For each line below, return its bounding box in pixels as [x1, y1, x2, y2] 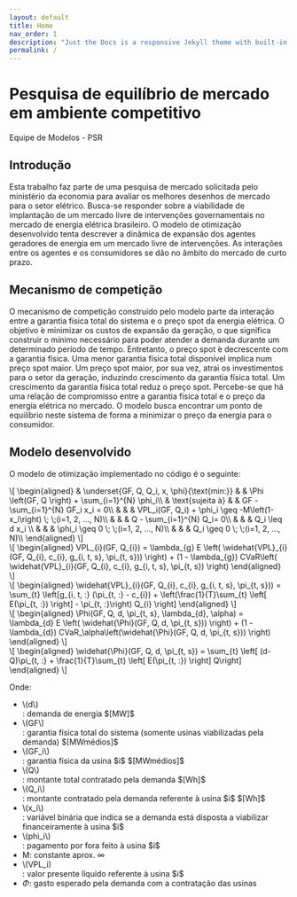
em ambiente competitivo [9, 103, 201, 123]
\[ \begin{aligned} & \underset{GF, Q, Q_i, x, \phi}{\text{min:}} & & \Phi [9, 485, 264, 496]
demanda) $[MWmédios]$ [21, 737, 119, 747]
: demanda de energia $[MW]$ [21, 708, 135, 719]
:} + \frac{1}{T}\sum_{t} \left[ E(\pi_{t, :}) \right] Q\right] [41, 655, 242, 666]
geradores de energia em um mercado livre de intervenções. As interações [9, 238, 284, 248]
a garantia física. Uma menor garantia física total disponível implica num [9, 353, 272, 363]
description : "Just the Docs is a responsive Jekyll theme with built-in [9, 37, 288, 47]
